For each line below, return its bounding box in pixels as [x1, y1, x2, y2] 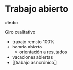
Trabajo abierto [5, 3, 69, 15]
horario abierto [12, 44, 42, 49]
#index [5, 20, 19, 25]
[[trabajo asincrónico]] [12, 59, 57, 65]
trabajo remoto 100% [12, 38, 55, 45]
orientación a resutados [19, 49, 67, 55]
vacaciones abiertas [12, 54, 53, 60]
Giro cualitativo [5, 29, 36, 35]
